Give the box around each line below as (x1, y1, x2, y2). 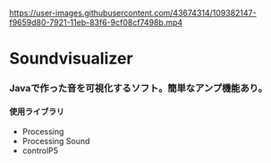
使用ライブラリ (9, 106, 64, 116)
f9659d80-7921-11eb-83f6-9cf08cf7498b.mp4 (9, 17, 183, 28)
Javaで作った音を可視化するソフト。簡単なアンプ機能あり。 (9, 82, 268, 95)
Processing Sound (21, 136, 90, 147)
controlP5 (21, 145, 59, 156)
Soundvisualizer (9, 48, 133, 69)
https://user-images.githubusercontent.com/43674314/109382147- (9, 8, 257, 18)
